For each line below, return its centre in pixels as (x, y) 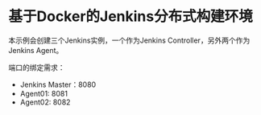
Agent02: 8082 (45, 102)
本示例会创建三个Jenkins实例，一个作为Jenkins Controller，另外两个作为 (129, 40)
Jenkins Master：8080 (58, 84)
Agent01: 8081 (44, 93)
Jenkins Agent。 (36, 50)
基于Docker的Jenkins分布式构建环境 (130, 16)
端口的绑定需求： (37, 67)
